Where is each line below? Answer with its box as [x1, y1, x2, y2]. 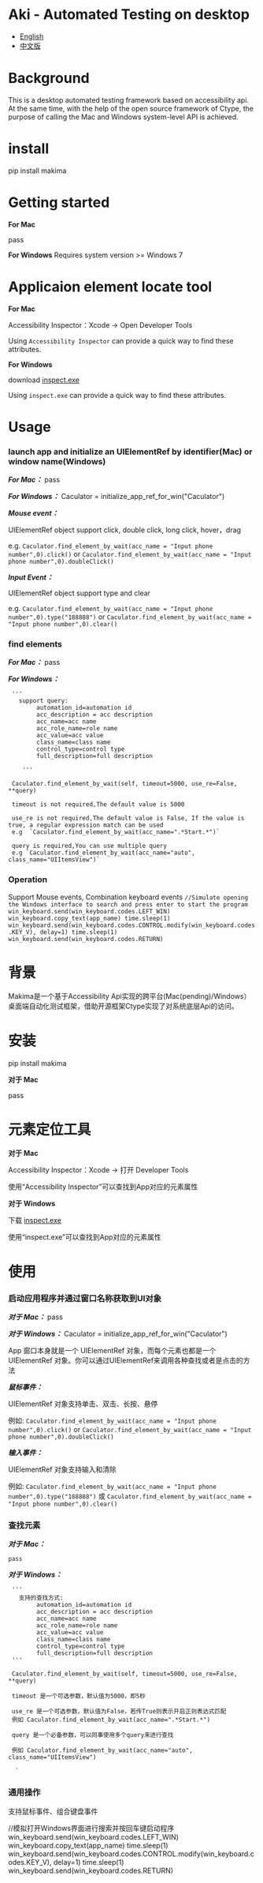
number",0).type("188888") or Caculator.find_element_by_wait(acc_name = [8, 612, 252, 621]
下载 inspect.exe [8, 1215, 61, 1225]
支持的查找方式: [18, 1594, 64, 1602]
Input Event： [8, 572, 54, 582]
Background [8, 69, 90, 88]
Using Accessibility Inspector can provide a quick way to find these [8, 336, 234, 345]
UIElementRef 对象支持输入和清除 [8, 1465, 117, 1474]
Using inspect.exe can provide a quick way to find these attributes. [8, 390, 227, 399]
